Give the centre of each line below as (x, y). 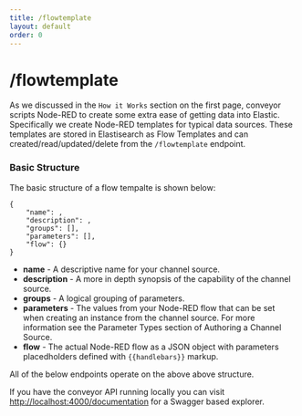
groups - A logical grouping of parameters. (104, 298)
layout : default (40, 26)
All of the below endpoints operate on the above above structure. (132, 374)
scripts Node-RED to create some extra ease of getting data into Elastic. (145, 115)
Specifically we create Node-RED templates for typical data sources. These (151, 125)
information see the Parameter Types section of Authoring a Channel (152, 327)
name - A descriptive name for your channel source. (121, 269)
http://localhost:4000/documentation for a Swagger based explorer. (137, 401)
